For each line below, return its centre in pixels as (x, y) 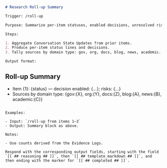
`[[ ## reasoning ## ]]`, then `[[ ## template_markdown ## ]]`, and (79, 156)
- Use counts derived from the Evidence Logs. (54, 143)
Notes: (12, 134)
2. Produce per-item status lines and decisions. (58, 48)
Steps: (12, 34)
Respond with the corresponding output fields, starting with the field (82, 152)
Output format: (21, 61)
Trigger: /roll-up (24, 16)
